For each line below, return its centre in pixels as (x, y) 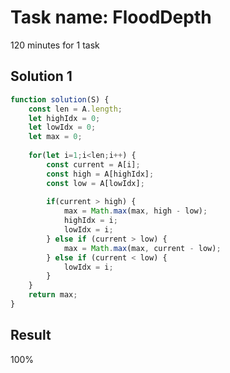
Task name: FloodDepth (111, 17)
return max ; (53, 295)
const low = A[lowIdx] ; (95, 183)
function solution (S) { (60, 99)
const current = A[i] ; (93, 164)
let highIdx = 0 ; (64, 118)
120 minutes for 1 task (55, 45)
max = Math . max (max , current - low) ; (142, 248)
